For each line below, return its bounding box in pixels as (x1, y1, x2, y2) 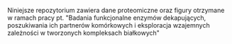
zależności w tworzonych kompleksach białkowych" (7, 28, 160, 37)
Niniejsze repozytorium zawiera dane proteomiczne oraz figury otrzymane (7, 6, 225, 14)
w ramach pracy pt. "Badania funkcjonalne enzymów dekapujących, (7, 13, 206, 22)
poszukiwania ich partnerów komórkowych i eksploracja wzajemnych (7, 21, 211, 29)
